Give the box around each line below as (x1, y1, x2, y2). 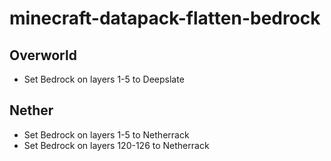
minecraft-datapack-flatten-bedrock (9, 7, 321, 30)
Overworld (9, 47, 77, 64)
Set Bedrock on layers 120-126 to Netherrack (23, 139, 210, 151)
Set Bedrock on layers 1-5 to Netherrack (23, 128, 190, 141)
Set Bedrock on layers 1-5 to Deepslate (23, 73, 185, 85)
